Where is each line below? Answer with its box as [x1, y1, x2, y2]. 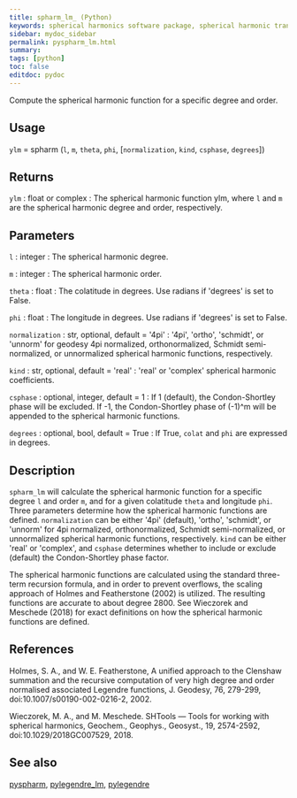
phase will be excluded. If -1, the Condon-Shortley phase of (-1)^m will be [9, 402, 277, 412]
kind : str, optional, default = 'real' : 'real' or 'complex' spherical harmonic [9, 365, 277, 376]
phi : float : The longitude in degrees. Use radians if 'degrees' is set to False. [9, 312, 287, 323]
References [9, 642, 74, 657]
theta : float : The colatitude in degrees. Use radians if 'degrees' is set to [9, 286, 274, 296]
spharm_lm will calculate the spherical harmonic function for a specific [9, 487, 263, 496]
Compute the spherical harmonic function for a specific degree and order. [9, 95, 278, 105]
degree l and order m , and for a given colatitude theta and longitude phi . [9, 496, 273, 506]
